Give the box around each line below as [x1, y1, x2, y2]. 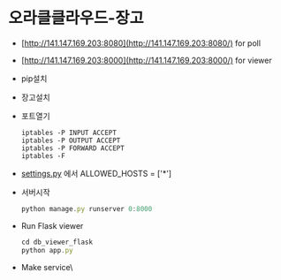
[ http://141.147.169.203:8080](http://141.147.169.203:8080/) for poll [20, 37, 262, 49]
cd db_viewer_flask [20, 238, 94, 246]
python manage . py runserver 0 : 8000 [20, 204, 153, 213]
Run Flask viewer [20, 220, 84, 231]
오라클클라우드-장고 [8, 8, 144, 28]
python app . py [20, 246, 73, 254]
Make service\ [20, 261, 73, 272]
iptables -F [20, 151, 65, 160]
